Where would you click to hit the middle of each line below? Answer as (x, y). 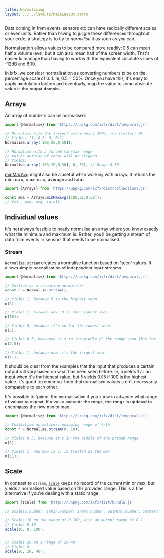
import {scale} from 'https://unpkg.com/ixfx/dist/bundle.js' (70, 502)
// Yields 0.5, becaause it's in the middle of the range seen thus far (81, 339)
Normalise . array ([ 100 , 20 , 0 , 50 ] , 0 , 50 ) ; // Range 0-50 (62, 165)
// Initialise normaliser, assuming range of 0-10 (58, 425)
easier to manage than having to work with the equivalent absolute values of (82, 58)
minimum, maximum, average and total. (45, 179)
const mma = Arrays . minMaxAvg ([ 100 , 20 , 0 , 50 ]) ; (53, 198)
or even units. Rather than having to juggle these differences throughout (77, 33)
